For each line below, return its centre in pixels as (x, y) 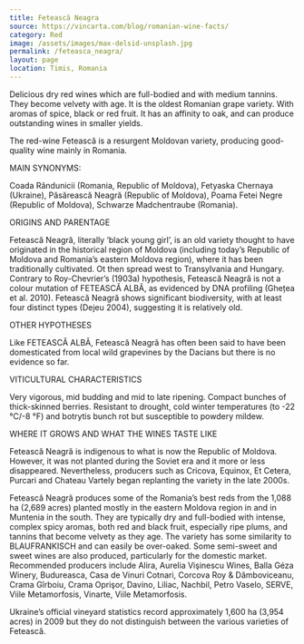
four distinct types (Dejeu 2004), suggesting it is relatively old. (126, 307)
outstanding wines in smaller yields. (76, 122)
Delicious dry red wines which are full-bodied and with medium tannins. (144, 94)
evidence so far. (39, 361)
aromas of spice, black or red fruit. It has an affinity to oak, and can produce (152, 113)
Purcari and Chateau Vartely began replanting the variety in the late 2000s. (150, 480)
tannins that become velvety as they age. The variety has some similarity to (151, 536)
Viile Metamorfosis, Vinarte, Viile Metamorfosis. (98, 594)
